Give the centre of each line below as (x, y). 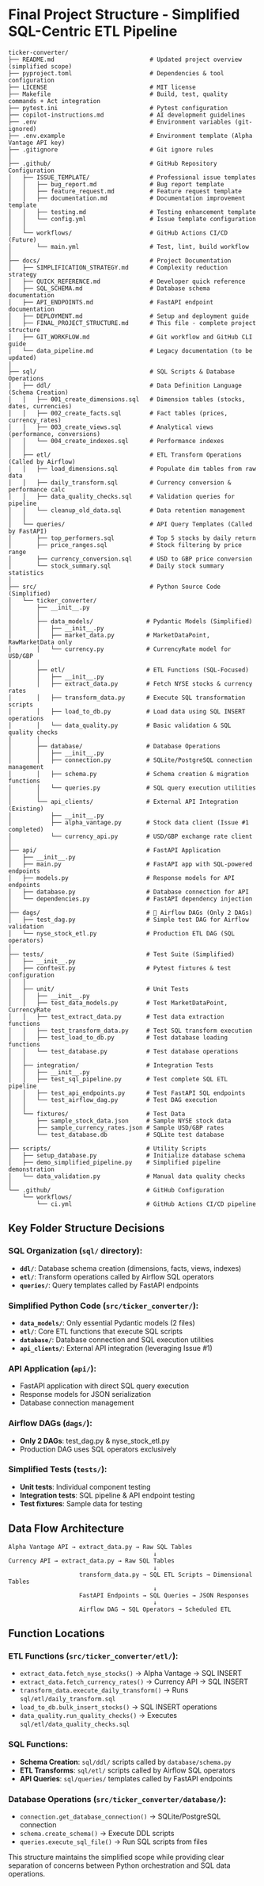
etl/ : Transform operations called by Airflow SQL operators (117, 1276)
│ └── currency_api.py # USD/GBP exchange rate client (130, 836)
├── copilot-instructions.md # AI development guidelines (127, 115)
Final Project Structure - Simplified (124, 15)
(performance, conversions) (55, 434)
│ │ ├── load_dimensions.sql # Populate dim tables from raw (132, 469)
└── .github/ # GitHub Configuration (116, 1190)
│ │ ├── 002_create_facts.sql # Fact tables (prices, (118, 413)
